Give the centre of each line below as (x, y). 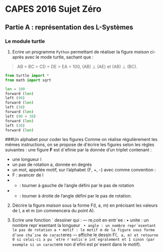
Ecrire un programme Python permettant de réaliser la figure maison (81, 52)
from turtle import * (27, 75)
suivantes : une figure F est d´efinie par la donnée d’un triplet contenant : (79, 150)
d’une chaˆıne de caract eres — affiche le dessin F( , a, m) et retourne (85, 235)
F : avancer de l (28, 175)
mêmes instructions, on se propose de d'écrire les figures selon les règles (80, 145)
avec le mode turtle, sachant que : (59, 57)
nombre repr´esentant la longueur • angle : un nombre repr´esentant (84, 225)
